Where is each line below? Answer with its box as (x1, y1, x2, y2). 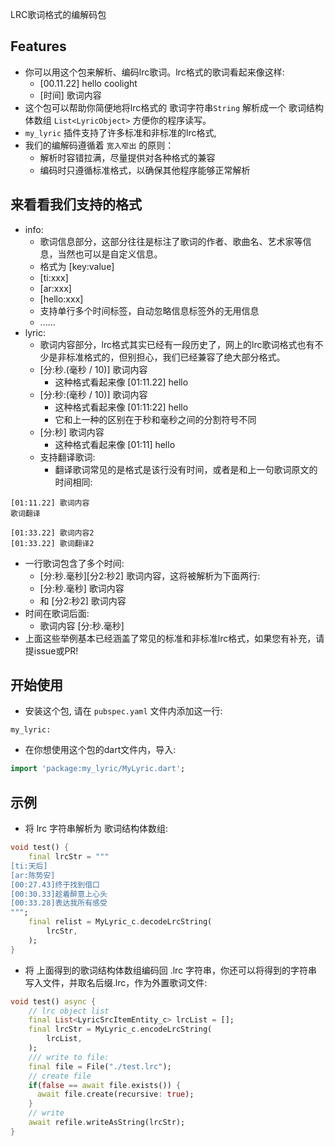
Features (10, 38, 67, 55)
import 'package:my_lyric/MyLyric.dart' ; (10, 764, 186, 774)
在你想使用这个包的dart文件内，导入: (24, 744, 177, 756)
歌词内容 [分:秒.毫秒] (39, 619, 125, 632)
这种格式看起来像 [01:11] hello (54, 438, 176, 450)
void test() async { (10, 996, 97, 1007)
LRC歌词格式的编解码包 (10, 9, 107, 20)
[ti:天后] (10, 861, 48, 871)
